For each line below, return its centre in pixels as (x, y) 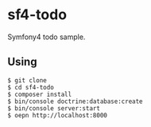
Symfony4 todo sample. (46, 37)
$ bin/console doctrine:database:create (75, 101)
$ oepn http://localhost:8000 (58, 115)
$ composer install (40, 94)
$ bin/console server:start (54, 108)
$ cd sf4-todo (31, 87)
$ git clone (27, 80)
